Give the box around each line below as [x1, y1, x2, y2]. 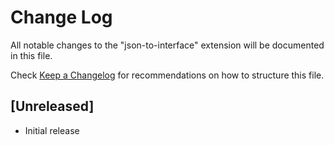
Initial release [24, 124, 80, 136]
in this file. [10, 49, 53, 61]
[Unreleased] [10, 98, 95, 115]
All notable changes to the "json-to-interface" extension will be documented [10, 39, 325, 51]
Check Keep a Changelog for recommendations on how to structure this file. [10, 69, 325, 81]
